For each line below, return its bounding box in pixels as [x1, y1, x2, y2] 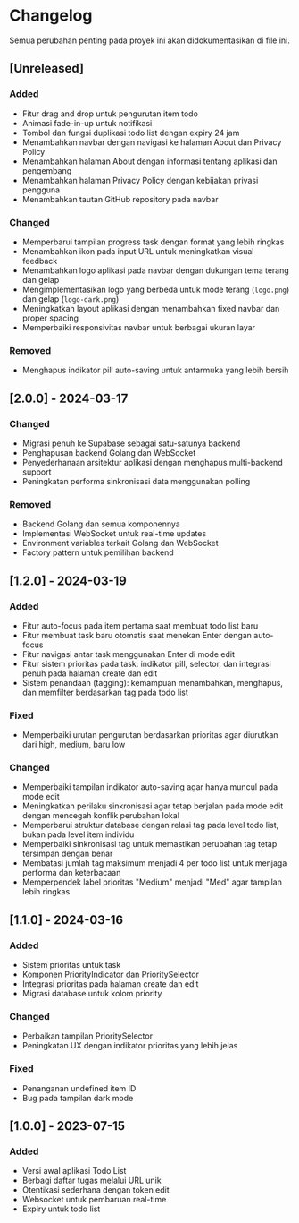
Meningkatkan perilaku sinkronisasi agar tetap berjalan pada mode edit [21, 800, 284, 811]
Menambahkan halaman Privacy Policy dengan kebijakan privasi [21, 175, 259, 185]
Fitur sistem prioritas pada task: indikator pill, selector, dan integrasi [21, 658, 272, 669]
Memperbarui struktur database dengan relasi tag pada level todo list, [21, 820, 279, 831]
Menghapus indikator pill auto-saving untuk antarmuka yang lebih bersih [21, 364, 289, 376]
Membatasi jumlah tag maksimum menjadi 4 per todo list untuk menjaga [21, 858, 287, 868]
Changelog [9, 5, 93, 26]
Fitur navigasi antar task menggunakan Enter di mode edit [21, 648, 235, 659]
